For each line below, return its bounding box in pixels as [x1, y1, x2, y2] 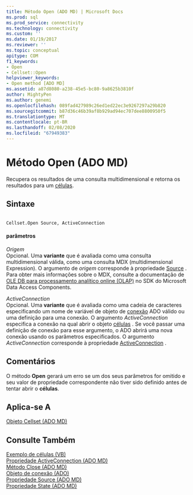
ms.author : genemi [6, 97, 52, 103]
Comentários [6, 357, 56, 367]
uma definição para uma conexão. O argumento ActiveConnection [6, 314, 168, 321]
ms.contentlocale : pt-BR [6, 119, 68, 125]
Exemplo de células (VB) [6, 451, 67, 458]
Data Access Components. [6, 283, 72, 291]
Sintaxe [6, 199, 35, 209]
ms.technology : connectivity [6, 25, 78, 31]
